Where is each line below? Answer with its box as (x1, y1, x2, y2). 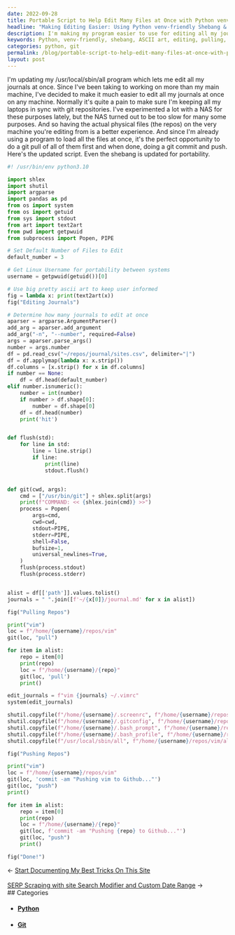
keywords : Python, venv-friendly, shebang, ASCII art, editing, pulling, (7, 36, 227, 43)
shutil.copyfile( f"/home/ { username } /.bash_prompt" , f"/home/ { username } (7, 724, 220, 732)
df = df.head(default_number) (20, 377, 108, 384)
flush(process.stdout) (20, 564, 86, 572)
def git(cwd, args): (7, 485, 68, 493)
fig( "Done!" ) (7, 853, 45, 860)
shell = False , (32, 538, 71, 545)
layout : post (7, 56, 45, 63)
